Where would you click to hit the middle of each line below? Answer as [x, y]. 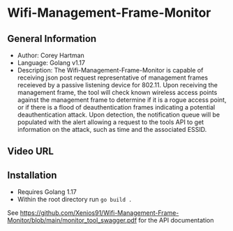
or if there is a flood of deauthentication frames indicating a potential [116, 107]
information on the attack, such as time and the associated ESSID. [112, 129]
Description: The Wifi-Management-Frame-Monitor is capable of [110, 70]
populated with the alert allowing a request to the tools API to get [111, 122]
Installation [32, 175]
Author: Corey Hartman [51, 55]
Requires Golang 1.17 [47, 192]
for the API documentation [176, 221]
